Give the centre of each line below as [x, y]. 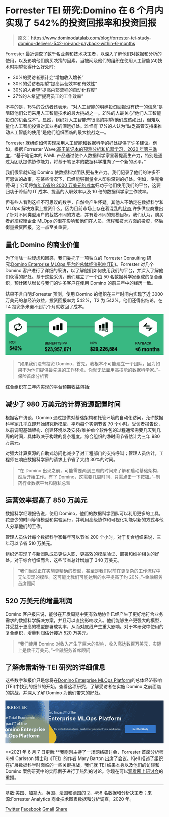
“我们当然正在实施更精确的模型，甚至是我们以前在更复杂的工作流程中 [89, 571]
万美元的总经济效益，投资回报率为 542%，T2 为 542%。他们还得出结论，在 [84, 300]
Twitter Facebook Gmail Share [36, 809]
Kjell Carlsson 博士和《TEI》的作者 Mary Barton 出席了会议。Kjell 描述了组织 [84, 758]
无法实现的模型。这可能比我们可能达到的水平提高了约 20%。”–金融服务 [90, 577]
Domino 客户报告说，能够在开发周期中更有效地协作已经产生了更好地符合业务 [84, 614]
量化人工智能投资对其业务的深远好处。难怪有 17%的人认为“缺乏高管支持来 [82, 126]
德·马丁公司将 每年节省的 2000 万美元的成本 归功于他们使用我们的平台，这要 [83, 185]
